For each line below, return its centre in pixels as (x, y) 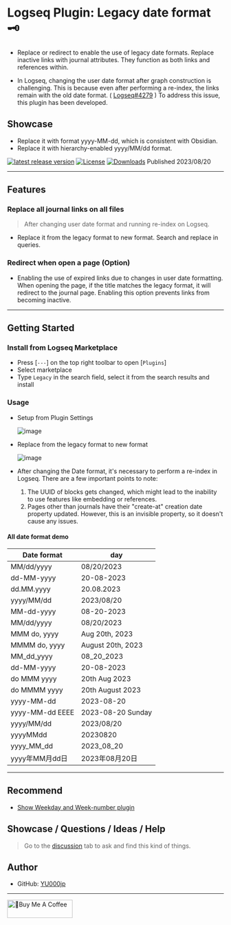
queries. (29, 245)
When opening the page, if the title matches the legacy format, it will (114, 285)
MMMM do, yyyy (38, 645)
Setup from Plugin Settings (55, 417)
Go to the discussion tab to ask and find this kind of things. (107, 846)
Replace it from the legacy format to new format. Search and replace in (118, 238)
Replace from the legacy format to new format (82, 444)
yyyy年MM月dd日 (39, 758)
